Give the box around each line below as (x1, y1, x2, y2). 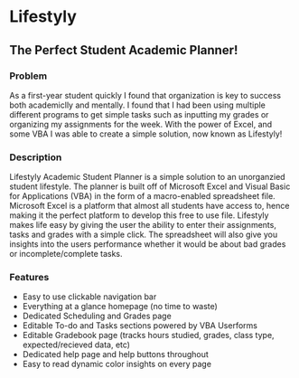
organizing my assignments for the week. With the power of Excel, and (9, 118, 273, 129)
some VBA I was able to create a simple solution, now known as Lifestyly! (9, 128, 283, 139)
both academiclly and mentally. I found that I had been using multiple (9, 99, 266, 110)
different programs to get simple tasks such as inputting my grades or (9, 109, 269, 119)
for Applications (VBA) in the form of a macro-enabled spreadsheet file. (9, 191, 276, 202)
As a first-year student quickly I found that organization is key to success (9, 90, 282, 100)
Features (9, 271, 50, 284)
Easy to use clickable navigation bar (22, 291, 157, 302)
